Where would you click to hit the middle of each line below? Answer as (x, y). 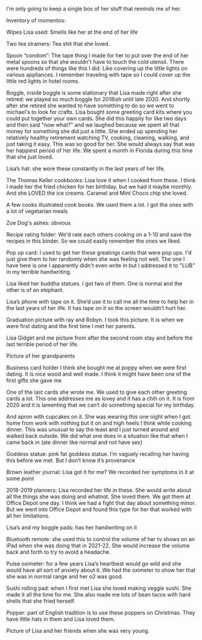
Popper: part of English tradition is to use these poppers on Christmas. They (101, 613)
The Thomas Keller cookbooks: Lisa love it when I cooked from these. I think (101, 180)
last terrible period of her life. (43, 344)
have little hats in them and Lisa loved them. (61, 619)
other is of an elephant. (35, 290)
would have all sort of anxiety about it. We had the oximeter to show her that (101, 570)
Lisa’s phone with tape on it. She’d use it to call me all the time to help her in (100, 302)
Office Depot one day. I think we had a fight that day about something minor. (101, 503)
